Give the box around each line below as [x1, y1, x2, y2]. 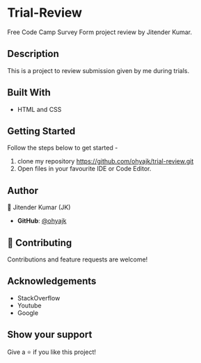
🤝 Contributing [7, 236, 72, 248]
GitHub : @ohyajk [17, 217, 67, 225]
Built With [7, 87, 51, 99]
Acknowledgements [7, 275, 97, 287]
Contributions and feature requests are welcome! [7, 255, 148, 264]
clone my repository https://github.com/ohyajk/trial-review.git [17, 157, 194, 166]
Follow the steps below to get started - [7, 144, 118, 152]
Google [17, 308, 39, 317]
